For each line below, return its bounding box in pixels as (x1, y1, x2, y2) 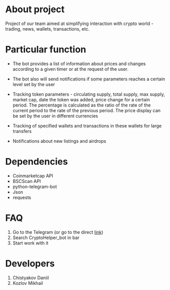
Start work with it (12, 240, 49, 246)
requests (12, 194, 31, 200)
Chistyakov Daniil (12, 274, 49, 281)
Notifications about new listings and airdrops (12, 138, 107, 144)
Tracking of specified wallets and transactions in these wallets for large (12, 122, 162, 128)
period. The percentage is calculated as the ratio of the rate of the (12, 102, 151, 108)
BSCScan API (12, 178, 41, 184)
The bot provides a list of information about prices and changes (12, 60, 146, 67)
